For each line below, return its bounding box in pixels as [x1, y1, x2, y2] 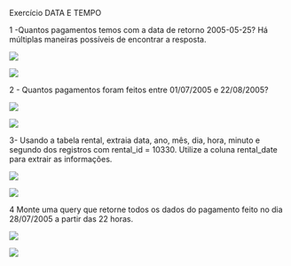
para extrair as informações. [9, 154, 113, 164]
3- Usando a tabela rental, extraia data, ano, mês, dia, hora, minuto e [9, 135, 261, 145]
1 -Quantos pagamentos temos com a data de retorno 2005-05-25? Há [9, 25, 269, 35]
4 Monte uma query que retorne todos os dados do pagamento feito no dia [9, 204, 283, 215]
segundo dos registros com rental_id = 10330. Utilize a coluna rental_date [9, 145, 278, 154]
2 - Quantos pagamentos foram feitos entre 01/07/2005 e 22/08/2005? [9, 84, 269, 95]
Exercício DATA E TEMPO [9, 8, 102, 18]
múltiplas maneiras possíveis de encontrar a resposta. [9, 35, 207, 44]
